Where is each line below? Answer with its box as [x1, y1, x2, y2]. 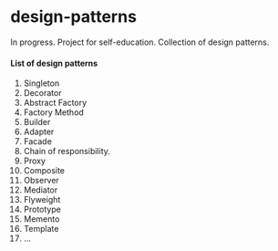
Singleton [23, 78, 60, 89]
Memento [23, 214, 60, 225]
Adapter [23, 126, 55, 138]
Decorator [23, 88, 62, 99]
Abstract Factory [23, 98, 88, 109]
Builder [23, 117, 51, 128]
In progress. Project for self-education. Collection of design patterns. [10, 37, 270, 47]
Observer [23, 175, 60, 186]
